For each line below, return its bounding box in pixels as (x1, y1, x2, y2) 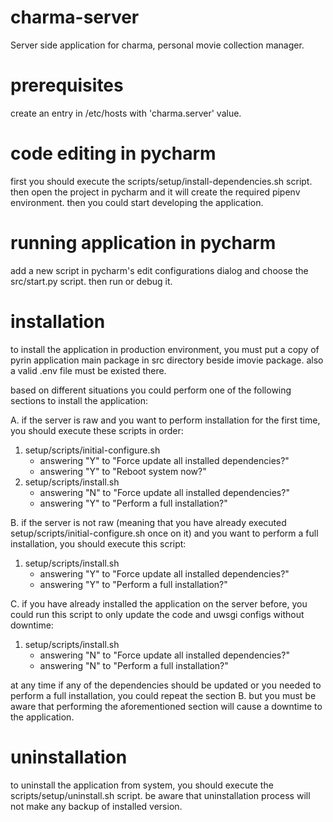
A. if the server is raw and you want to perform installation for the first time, (10, 414, 321, 426)
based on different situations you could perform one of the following (10, 384, 292, 396)
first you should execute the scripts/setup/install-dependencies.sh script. (10, 175, 313, 187)
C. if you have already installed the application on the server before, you (10, 597, 308, 610)
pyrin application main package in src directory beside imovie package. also (10, 354, 324, 366)
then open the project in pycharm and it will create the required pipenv (10, 186, 301, 198)
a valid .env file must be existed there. (10, 364, 167, 376)
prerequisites (10, 74, 124, 97)
